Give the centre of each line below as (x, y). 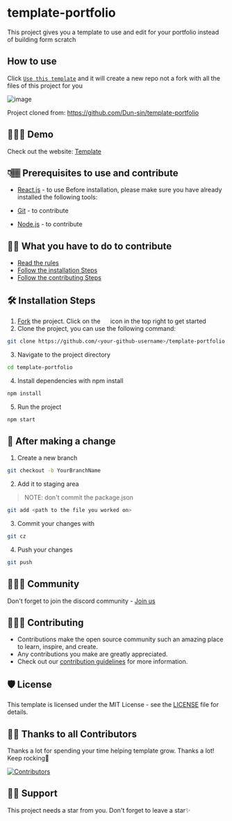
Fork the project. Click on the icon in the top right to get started (111, 321)
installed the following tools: (57, 197)
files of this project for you (45, 86)
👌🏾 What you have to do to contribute (90, 246)
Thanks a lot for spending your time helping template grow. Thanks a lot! (111, 751)
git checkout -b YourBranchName (54, 471)
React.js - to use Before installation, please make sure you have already (119, 190)
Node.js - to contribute (50, 224)
